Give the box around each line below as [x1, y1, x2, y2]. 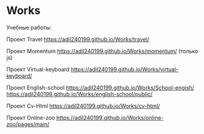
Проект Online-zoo [6, 114, 55, 121]
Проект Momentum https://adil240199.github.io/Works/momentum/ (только [6, 47, 198, 55]
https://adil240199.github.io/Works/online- [56, 114, 164, 121]
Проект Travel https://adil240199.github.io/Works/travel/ [6, 35, 149, 43]
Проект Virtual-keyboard [6, 65, 70, 73]
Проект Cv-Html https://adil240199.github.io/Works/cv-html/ [6, 102, 161, 110]
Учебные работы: [6, 24, 52, 31]
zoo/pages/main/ [6, 120, 50, 128]
